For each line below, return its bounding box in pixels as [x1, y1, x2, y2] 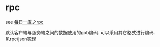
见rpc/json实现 [5, 36, 37, 42]
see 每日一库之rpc [5, 19, 44, 25]
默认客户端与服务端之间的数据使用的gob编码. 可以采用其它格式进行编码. [5, 29, 155, 35]
